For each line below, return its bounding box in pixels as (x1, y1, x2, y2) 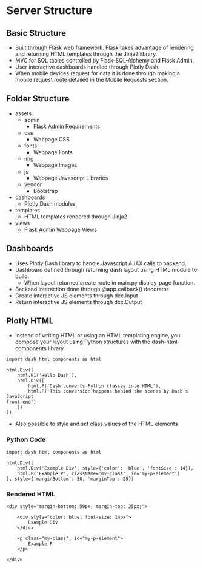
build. (15, 272, 30, 280)
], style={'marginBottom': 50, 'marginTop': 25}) (6, 476, 135, 482)
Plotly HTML (6, 316, 54, 326)
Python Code (6, 435, 46, 444)
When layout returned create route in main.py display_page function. (24, 279, 196, 286)
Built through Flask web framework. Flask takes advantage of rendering (15, 44, 194, 51)
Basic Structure (6, 28, 67, 38)
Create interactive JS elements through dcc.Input (15, 292, 138, 299)
